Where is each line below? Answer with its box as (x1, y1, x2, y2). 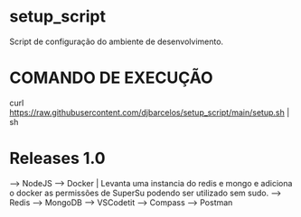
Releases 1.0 (9, 149, 106, 168)
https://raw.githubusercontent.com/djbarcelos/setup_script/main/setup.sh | (9, 106, 290, 118)
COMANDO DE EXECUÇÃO (9, 68, 214, 88)
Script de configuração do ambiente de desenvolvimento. (9, 36, 224, 47)
